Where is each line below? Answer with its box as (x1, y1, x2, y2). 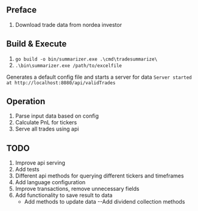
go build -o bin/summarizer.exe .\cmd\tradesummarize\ (15, 56, 158, 62)
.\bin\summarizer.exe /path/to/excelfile (15, 62, 122, 69)
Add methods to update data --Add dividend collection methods (24, 198, 185, 206)
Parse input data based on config (15, 112, 99, 120)
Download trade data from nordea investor (15, 21, 122, 28)
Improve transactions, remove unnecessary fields (15, 185, 140, 193)
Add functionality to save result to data (15, 191, 113, 199)
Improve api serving (15, 159, 66, 166)
